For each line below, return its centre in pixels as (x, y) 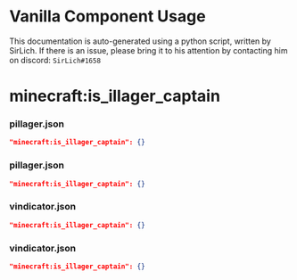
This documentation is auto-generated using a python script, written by (140, 41)
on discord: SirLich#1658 (55, 60)
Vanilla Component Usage (108, 16)
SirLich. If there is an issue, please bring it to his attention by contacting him (148, 50)
